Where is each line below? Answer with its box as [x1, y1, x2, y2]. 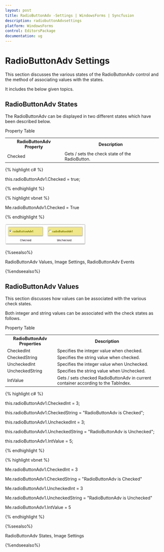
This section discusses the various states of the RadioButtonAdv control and [5, 71, 159, 77]
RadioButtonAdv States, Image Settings [5, 533, 84, 539]
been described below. [5, 118, 51, 124]
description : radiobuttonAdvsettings [5, 18, 82, 23]
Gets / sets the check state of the [64, 150, 131, 156]
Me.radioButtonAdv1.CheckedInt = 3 [5, 467, 78, 472]
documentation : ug [5, 34, 42, 39]
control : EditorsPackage [5, 28, 56, 34]
